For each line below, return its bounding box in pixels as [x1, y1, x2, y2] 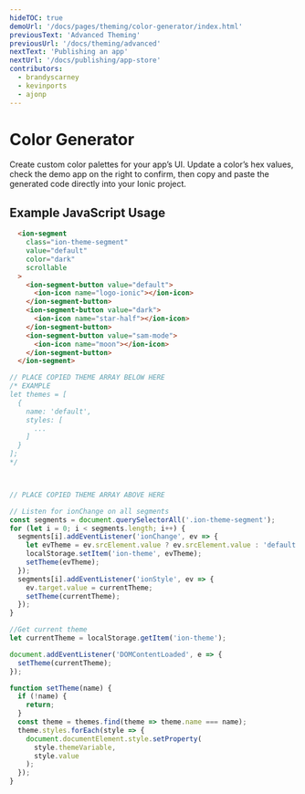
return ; [26, 700, 55, 710]
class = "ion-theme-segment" [26, 238, 129, 247]
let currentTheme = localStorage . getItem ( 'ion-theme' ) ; [9, 633, 226, 643]
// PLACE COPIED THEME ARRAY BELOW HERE [9, 373, 166, 382]
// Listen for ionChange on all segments [9, 507, 170, 516]
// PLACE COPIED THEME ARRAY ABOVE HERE [9, 490, 166, 499]
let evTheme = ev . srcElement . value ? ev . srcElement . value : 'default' [26, 540, 300, 550]
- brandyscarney [17, 73, 79, 82]
